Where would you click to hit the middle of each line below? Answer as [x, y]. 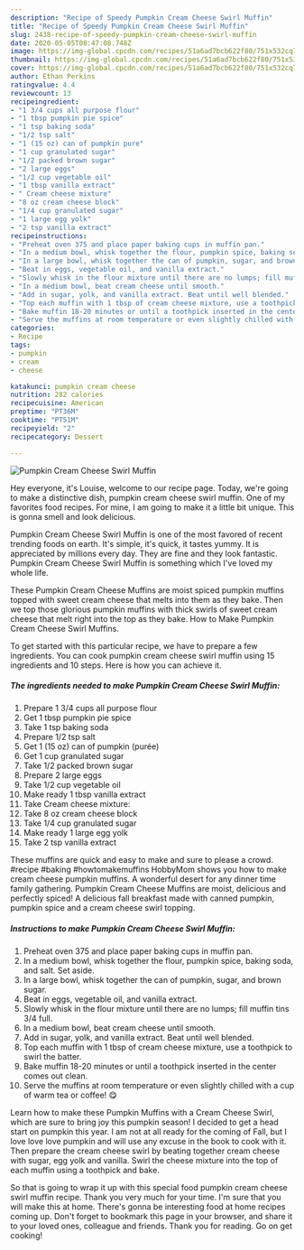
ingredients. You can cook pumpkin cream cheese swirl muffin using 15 [143, 655]
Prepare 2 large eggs [62, 775]
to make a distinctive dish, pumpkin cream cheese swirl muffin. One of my [148, 497]
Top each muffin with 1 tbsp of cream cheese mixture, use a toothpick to [157, 1047]
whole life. [29, 572]
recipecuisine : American [57, 403]
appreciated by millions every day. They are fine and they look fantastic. [144, 553]
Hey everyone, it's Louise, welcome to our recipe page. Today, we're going [149, 487]
